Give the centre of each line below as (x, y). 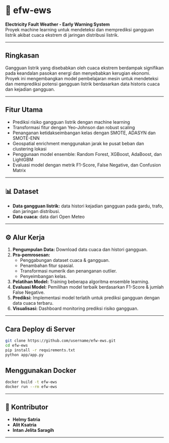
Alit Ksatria (24, 425)
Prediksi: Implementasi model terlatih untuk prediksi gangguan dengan (86, 298)
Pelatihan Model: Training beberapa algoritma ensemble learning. (81, 282)
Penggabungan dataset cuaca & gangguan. (65, 260)
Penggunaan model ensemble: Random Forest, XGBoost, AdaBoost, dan (87, 154)
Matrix (19, 170)
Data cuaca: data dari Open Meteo (49, 217)
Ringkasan (22, 56)
